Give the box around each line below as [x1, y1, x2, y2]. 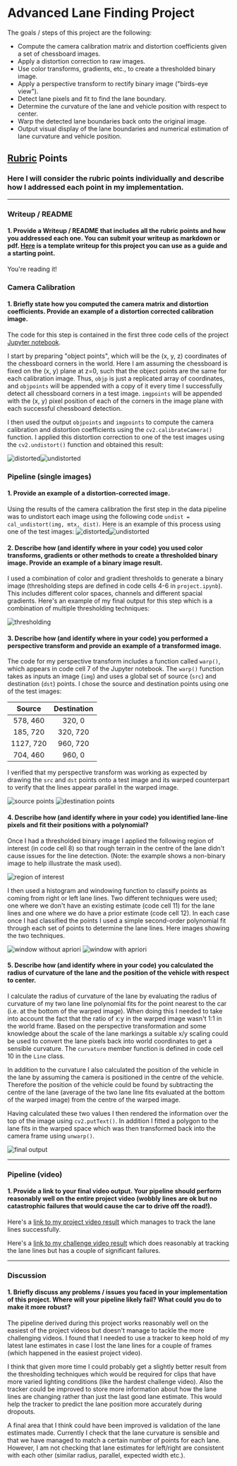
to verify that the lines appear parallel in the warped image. [7, 783, 179, 792]
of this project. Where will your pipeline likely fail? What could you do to [7, 1295, 222, 1304]
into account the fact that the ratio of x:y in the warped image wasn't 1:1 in [7, 1014, 222, 1023]
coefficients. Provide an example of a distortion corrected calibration [7, 307, 214, 316]
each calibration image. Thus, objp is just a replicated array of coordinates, [7, 374, 225, 383]
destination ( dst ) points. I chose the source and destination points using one [7, 680, 229, 688]
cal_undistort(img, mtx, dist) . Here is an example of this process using [7, 520, 221, 528]
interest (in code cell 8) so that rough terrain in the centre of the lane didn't [7, 843, 225, 852]
